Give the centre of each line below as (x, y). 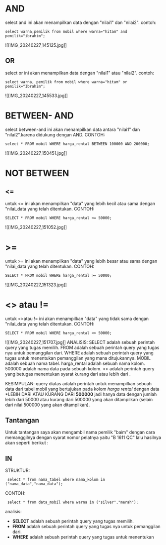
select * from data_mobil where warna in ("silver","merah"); (73, 502)
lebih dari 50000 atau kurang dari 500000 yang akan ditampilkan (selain (79, 399)
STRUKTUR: (18, 470)
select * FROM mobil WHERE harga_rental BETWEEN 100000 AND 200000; (77, 144)
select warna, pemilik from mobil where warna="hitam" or (66, 82)
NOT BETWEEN (37, 173)
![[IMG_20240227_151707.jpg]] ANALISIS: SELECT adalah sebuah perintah (80, 342)
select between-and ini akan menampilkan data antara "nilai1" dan (73, 129)
